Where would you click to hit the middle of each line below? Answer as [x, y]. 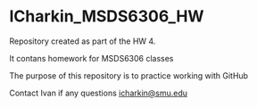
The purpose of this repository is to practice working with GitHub [128, 75]
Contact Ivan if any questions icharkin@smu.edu [99, 93]
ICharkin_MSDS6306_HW [107, 16]
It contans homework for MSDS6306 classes [91, 58]
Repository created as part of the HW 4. [83, 41]
